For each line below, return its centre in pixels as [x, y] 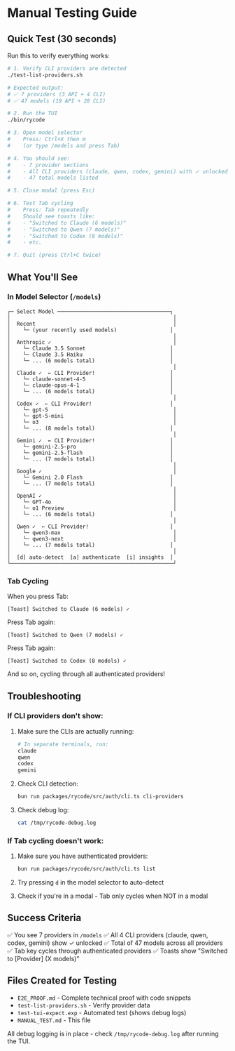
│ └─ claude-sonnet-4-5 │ [90, 379]
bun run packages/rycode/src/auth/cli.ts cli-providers [100, 797]
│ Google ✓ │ [92, 471]
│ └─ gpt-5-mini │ [92, 416]
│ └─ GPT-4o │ [92, 502]
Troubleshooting [44, 696]
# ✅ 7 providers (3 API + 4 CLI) [57, 94]
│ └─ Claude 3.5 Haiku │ [90, 355]
